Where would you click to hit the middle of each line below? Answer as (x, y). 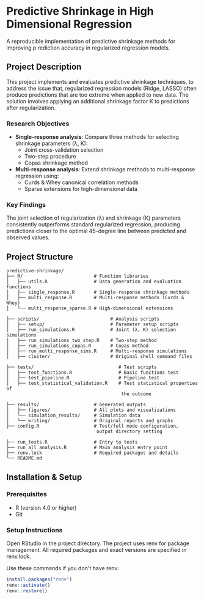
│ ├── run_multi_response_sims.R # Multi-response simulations (97, 351)
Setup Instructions (35, 530)
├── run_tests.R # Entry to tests (72, 442)
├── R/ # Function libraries (78, 277)
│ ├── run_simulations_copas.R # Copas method (78, 346)
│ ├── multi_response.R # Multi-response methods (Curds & (95, 298)
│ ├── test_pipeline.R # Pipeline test (83, 378)
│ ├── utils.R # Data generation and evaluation (94, 282)
